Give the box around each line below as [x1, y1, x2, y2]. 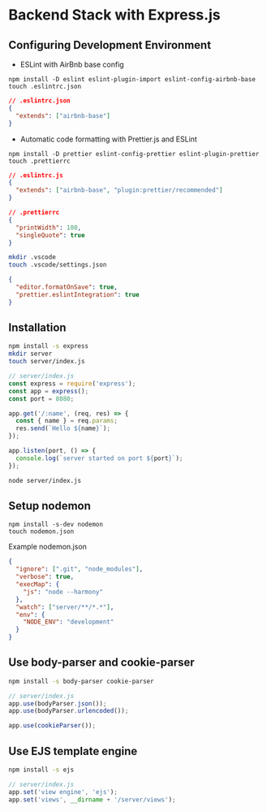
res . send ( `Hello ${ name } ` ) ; [15, 424, 111, 432]
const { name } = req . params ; [15, 417, 118, 425]
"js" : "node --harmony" [23, 588, 104, 596]
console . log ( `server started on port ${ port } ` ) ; [15, 454, 183, 462]
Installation [8, 321, 67, 335]
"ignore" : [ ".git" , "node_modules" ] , [15, 565, 144, 574]
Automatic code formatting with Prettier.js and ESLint [19, 134, 197, 144]
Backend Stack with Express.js [8, 6, 221, 24]
